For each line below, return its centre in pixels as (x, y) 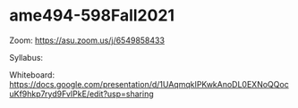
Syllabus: (26, 57)
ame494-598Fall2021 (92, 16)
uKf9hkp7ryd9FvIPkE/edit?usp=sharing (81, 94)
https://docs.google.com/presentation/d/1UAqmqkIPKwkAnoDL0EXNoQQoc (149, 84)
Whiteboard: (32, 75)
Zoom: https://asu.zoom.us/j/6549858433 (87, 40)
